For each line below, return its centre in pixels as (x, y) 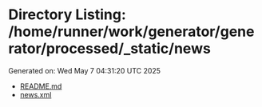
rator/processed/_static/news (110, 49)
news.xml (36, 94)
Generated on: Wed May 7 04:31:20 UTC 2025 (85, 70)
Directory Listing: (67, 15)
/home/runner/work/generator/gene (131, 32)
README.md (41, 86)
